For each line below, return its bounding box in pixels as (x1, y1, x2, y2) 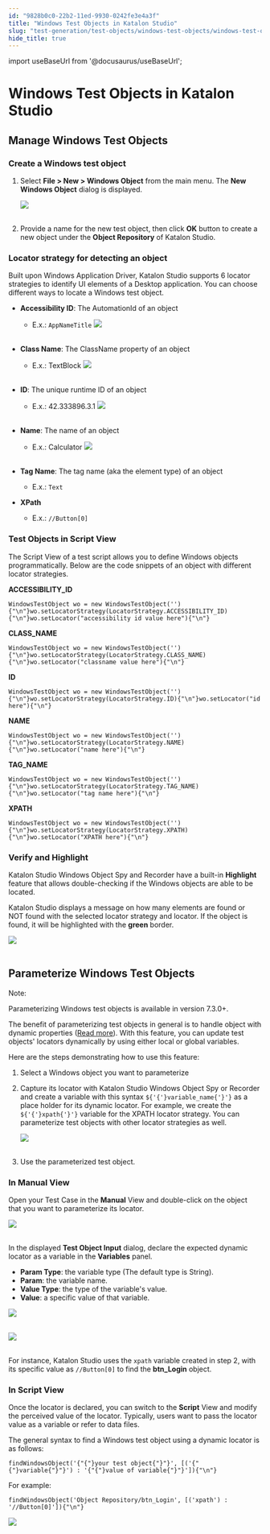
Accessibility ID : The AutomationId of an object (19, 304, 178, 313)
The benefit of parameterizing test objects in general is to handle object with (8, 1019, 262, 1029)
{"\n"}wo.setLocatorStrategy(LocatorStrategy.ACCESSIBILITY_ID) (8, 607, 228, 615)
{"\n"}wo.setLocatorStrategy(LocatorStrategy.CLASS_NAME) (8, 651, 207, 659)
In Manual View (8, 1176, 70, 1188)
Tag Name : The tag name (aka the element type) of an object (19, 466, 223, 476)
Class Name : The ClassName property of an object (19, 344, 190, 354)
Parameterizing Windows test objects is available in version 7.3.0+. (8, 1003, 229, 1013)
